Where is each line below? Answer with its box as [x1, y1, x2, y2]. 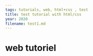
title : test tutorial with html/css [5, 12, 81, 17]
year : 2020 [5, 16, 28, 21]
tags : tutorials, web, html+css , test [5, 7, 88, 12]
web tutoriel [5, 43, 56, 54]
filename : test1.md [5, 21, 46, 26]
